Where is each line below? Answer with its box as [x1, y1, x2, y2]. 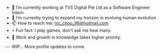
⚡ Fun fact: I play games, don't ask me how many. [11, 27, 112, 33]
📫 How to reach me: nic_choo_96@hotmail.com [11, 20, 108, 26]
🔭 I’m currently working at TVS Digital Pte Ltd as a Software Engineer [11, 5, 150, 10]
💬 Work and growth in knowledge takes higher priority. [11, 34, 121, 40]
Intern [11, 10, 24, 15]
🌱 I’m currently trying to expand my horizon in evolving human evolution [11, 15, 157, 20]
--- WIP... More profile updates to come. [4, 44, 86, 49]
